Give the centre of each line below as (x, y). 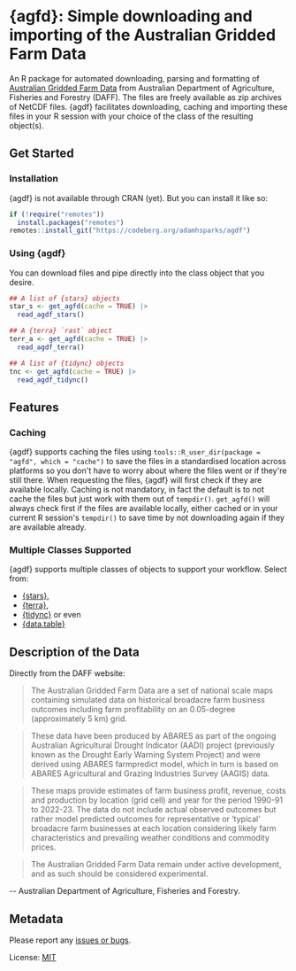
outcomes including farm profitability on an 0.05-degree (133, 710)
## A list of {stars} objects (65, 299)
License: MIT (33, 958)
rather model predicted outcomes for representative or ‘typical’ (145, 819)
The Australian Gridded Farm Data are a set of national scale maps (152, 691)
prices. (43, 847)
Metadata (36, 919)
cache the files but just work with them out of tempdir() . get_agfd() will (140, 499)
